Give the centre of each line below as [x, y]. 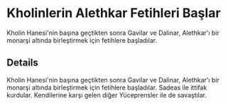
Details [22, 63]
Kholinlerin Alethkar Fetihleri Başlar [114, 13]
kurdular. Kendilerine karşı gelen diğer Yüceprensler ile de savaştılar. [107, 95]
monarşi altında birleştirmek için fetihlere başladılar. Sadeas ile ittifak [107, 88]
